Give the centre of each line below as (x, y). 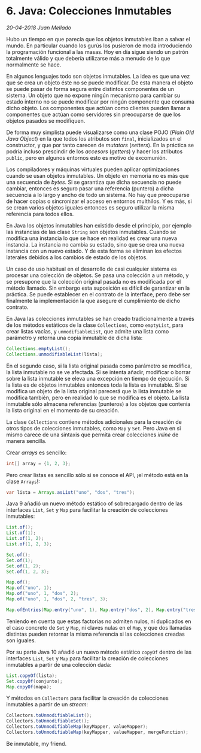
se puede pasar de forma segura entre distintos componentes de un (90, 89)
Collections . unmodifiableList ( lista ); (54, 354)
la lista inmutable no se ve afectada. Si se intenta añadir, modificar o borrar (98, 372)
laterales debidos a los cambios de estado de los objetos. (77, 257)
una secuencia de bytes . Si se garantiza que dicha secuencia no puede (94, 182)
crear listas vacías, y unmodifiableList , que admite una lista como (88, 331)
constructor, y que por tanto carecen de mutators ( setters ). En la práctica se (100, 145)
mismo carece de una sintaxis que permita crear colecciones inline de (92, 435)
